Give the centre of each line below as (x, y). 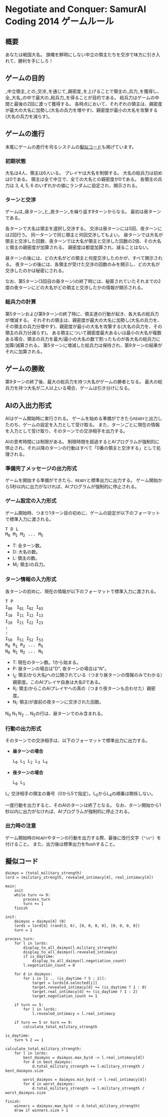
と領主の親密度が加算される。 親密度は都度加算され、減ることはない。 (78, 248)
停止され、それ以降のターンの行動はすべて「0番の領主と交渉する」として (81, 448)
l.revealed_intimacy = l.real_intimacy (73, 1014)
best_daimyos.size (24, 1071)
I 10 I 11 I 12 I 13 (24, 615)
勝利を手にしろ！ (36, 61)
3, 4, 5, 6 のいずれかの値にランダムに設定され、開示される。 (77, 185)
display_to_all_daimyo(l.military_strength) (70, 948)
